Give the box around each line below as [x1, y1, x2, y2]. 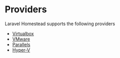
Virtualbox [12, 30, 34, 36]
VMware [12, 36, 30, 42]
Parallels [12, 41, 31, 47]
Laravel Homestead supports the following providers [5, 21, 115, 27]
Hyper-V [12, 47, 30, 53]
